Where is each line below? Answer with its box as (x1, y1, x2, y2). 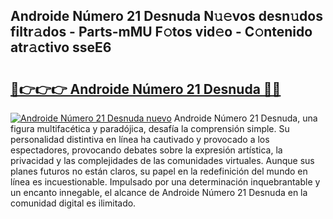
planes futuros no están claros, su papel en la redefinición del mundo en (10, 165, 308, 177)
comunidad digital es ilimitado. (10, 197, 137, 209)
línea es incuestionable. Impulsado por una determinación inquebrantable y (10, 176, 321, 188)
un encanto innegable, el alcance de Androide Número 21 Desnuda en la (10, 187, 308, 198)
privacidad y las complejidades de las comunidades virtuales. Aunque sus (10, 155, 315, 166)
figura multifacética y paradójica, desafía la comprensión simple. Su (10, 123, 290, 134)
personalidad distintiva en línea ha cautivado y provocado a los (10, 134, 270, 145)
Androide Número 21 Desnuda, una (173, 112, 318, 124)
